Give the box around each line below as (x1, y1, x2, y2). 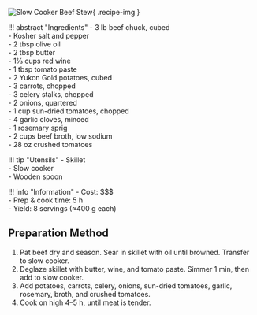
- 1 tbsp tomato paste (8, 65, 77, 74)
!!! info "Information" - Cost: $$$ (8, 187, 114, 196)
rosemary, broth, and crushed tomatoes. (19, 289, 151, 298)
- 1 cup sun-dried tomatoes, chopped (8, 106, 130, 116)
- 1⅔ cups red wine (8, 56, 71, 65)
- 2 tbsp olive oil (8, 39, 61, 49)
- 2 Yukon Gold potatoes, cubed (8, 73, 113, 82)
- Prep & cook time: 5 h (8, 195, 84, 205)
